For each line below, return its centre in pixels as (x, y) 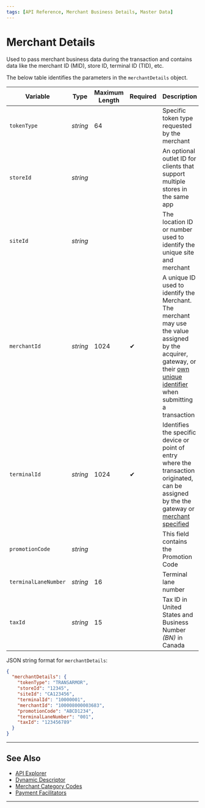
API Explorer (31, 773)
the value (176, 331)
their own (176, 369)
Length (109, 100)
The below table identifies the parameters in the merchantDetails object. (97, 78)
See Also (23, 758)
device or (176, 440)
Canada (174, 645)
